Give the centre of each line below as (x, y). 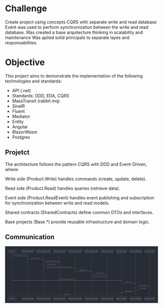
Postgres (21, 137)
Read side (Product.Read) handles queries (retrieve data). (63, 188)
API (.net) (22, 90)
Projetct (17, 152)
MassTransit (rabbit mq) (36, 101)
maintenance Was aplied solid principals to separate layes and (67, 38)
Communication (30, 237)
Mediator (21, 116)
